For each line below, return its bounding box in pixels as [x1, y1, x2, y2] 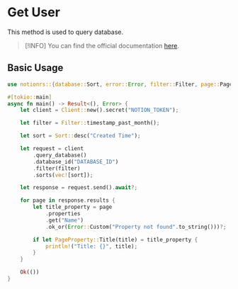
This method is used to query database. [7, 28, 124, 36]
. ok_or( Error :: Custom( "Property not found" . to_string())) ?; [45, 223, 227, 230]
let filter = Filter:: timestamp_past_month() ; [20, 120, 160, 127]
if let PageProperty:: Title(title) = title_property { [33, 236, 198, 243]
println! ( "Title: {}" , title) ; [45, 242, 138, 250]
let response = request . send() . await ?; [20, 184, 138, 191]
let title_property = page [33, 203, 113, 211]
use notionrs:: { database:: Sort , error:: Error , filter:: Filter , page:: [7, 81, 220, 88]
